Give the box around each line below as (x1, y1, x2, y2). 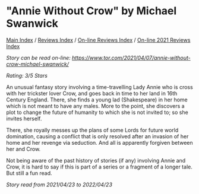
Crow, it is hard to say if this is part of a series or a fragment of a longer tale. (6, 163, 193, 170)
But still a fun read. (6, 169, 52, 176)
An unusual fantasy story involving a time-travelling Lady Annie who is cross (6, 83, 193, 90)
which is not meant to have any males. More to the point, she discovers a (6, 102, 185, 109)
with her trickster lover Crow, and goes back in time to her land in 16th (6, 90, 178, 97)
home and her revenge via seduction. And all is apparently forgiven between (6, 139, 193, 146)
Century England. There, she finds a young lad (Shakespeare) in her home (6, 96, 188, 103)
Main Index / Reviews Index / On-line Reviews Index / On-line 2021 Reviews (6, 36, 191, 43)
